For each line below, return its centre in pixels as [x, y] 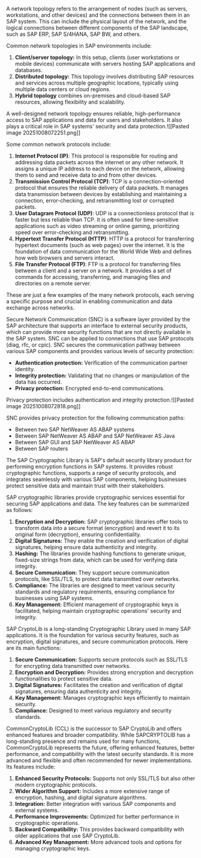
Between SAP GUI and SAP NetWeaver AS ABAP [75, 442]
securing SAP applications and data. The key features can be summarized [98, 504]
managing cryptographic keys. [53, 848]
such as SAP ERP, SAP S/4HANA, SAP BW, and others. [74, 34]
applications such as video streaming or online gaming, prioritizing [97, 226]
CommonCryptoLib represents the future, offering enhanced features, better [100, 748]
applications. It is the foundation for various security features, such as [93, 635]
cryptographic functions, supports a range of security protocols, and [91, 473]
